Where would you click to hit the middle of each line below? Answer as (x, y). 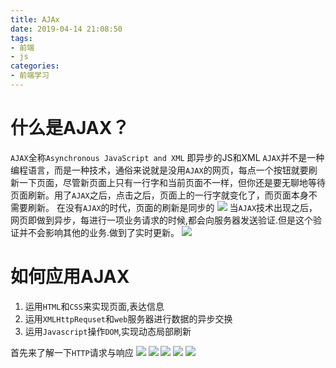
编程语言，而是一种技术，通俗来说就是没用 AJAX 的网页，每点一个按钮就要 (159, 170)
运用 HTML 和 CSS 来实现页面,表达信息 (94, 306)
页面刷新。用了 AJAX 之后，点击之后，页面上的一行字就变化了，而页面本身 (159, 195)
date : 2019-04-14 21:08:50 (66, 29)
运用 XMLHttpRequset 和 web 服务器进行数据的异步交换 (128, 318)
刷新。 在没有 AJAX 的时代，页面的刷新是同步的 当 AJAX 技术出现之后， (172, 207)
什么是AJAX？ (70, 128)
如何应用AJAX (70, 277)
